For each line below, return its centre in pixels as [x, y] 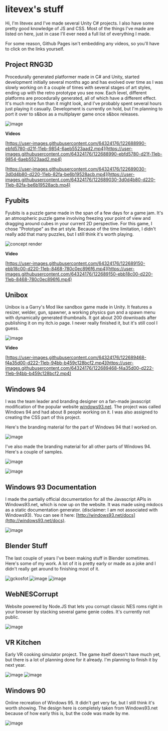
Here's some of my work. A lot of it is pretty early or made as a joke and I [81, 563]
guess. [12, 328]
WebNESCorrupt [32, 594]
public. [12, 617]
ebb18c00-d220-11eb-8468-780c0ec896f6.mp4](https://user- [70, 268]
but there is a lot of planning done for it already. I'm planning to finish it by [81, 660]
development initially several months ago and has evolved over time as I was [84, 82]
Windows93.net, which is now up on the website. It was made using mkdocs [84, 504]
